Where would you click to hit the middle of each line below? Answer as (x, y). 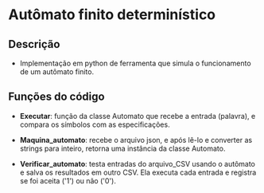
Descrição (34, 44)
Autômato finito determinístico (112, 15)
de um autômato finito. (56, 72)
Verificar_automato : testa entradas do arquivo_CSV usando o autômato (138, 163)
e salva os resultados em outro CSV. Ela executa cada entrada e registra (138, 172)
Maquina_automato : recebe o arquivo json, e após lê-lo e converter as (136, 140)
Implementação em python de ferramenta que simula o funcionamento (136, 63)
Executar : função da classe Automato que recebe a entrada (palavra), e (138, 116)
